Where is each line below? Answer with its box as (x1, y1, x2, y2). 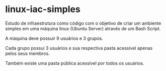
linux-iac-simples (5, 4, 80, 15)
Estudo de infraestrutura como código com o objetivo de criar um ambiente (5, 20, 161, 26)
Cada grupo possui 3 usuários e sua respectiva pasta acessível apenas (5, 45, 153, 51)
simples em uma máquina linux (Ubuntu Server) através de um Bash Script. (5, 25, 161, 31)
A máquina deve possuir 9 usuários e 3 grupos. (5, 35, 103, 41)
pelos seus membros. (5, 50, 50, 56)
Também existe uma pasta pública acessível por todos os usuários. (5, 60, 144, 66)
